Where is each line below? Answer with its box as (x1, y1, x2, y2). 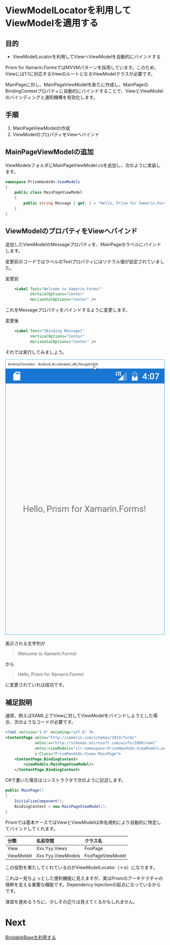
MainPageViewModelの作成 (12, 125, 70, 131)
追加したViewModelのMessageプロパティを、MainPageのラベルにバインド (5, 241, 161, 247)
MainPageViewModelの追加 (5, 148, 94, 157)
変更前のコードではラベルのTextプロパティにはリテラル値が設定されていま (5, 258, 160, 264)
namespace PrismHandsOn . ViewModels (5, 179, 80, 185)
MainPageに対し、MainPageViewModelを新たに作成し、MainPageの (5, 82, 149, 87)
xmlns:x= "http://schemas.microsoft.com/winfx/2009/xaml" (34, 740, 157, 745)
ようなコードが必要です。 (22, 719, 76, 725)
